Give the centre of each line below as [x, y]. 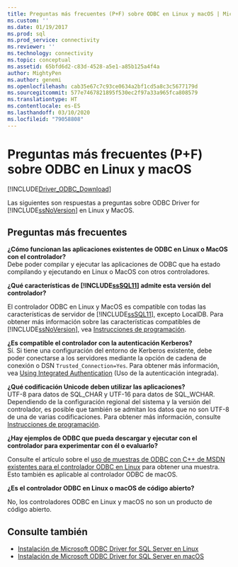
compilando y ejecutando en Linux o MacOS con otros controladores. [109, 272]
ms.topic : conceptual [39, 60]
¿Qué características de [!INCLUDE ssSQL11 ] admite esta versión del [109, 286]
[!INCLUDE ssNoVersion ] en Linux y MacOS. [71, 210]
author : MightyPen [34, 73]
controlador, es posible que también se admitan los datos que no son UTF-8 [118, 409]
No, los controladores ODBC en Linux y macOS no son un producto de [110, 502]
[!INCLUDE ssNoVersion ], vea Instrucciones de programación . [97, 329]
